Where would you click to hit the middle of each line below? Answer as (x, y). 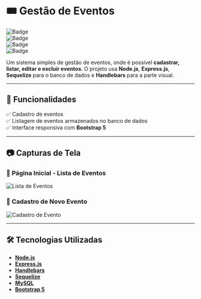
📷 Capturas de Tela (43, 153)
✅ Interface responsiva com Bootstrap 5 (56, 127)
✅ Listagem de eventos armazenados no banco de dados (77, 120)
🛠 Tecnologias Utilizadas (54, 240)
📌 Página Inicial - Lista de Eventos (56, 173)
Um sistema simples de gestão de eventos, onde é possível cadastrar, (93, 62)
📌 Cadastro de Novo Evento (47, 202)
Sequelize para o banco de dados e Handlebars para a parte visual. (90, 75)
